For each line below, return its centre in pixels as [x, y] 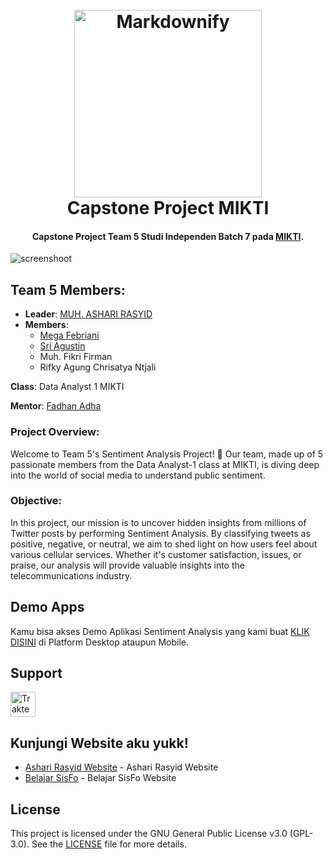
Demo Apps [47, 607]
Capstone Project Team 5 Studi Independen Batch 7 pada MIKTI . [168, 236]
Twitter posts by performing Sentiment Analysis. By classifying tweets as [160, 533]
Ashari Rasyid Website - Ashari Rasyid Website [121, 767]
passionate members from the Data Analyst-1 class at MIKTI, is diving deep [165, 464]
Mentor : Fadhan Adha [56, 406]
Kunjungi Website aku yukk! [99, 743]
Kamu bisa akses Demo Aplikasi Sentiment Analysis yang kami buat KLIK [160, 631]
